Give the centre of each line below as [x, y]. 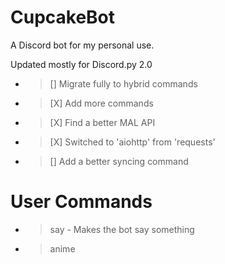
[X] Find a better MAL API [102, 122]
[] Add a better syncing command [119, 161]
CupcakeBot [63, 17]
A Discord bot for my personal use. [82, 45]
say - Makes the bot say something [122, 229]
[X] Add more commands [101, 103]
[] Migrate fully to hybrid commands [123, 83]
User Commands [81, 202]
